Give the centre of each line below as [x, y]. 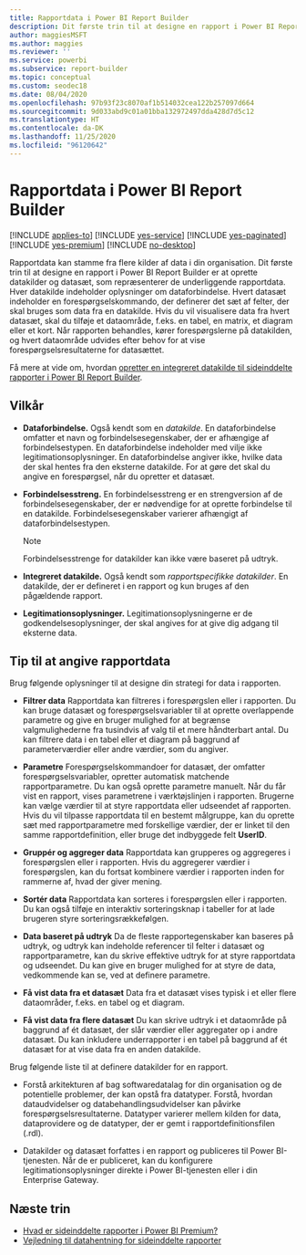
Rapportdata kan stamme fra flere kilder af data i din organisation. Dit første [151, 262]
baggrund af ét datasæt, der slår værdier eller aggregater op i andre [150, 1030]
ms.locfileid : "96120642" [58, 145]
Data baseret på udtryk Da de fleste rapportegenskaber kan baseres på [158, 936]
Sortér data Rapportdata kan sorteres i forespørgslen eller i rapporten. [154, 899]
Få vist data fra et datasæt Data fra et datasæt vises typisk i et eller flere [159, 993]
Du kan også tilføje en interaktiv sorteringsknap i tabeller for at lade [148, 909]
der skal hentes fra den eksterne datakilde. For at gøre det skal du [146, 466]
